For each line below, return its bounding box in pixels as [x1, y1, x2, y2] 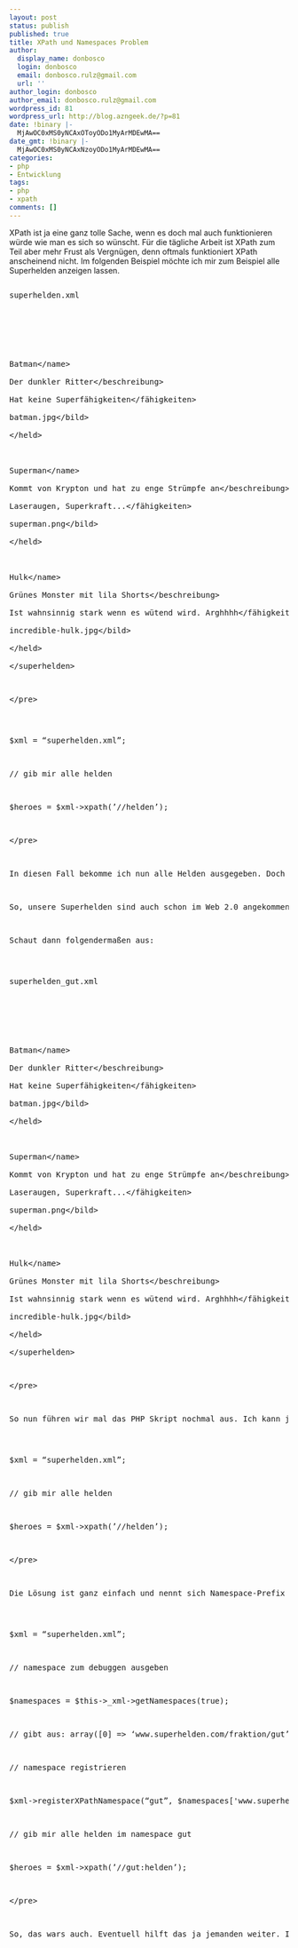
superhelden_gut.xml [9, 976, 99, 986]
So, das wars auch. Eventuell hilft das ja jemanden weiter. [9, 1928, 281, 1939]
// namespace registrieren [9, 1762, 127, 1772]
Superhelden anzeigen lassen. [9, 265, 120, 275]
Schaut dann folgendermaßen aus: [9, 934, 155, 945]
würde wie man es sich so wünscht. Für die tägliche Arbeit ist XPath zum [9, 236, 276, 247]
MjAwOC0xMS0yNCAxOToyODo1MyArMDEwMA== [17, 129, 161, 138]
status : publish [9, 21, 69, 30]
